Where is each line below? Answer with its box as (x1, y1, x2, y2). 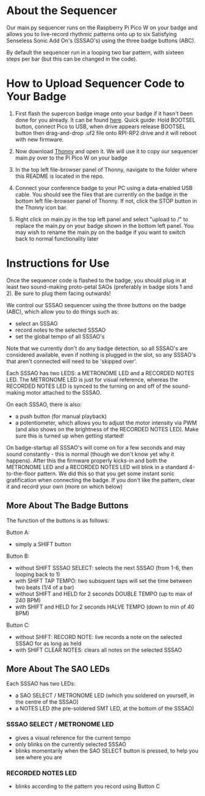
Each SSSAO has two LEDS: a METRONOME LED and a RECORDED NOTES (6, 369, 195, 376)
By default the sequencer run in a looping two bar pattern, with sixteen (6, 48, 184, 56)
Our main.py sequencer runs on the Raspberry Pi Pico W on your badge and (6, 24, 198, 31)
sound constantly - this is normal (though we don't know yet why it (6, 450, 174, 458)
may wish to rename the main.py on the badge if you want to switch (15, 228, 186, 236)
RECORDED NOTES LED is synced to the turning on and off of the (6, 382, 171, 390)
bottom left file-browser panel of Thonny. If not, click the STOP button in (15, 197, 197, 205)
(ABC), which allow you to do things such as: (6, 308, 119, 315)
